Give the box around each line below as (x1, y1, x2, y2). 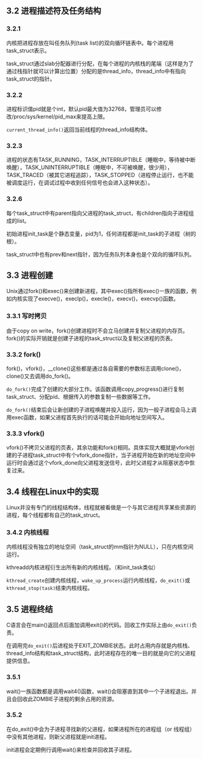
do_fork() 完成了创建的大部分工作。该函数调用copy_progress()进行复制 (6, 385, 184, 393)
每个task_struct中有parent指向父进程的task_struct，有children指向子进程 (6, 209, 189, 217)
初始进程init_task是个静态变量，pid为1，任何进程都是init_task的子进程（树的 (6, 230, 196, 237)
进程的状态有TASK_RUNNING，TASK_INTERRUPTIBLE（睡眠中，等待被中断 (6, 156, 196, 164)
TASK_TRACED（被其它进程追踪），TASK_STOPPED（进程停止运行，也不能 (6, 172, 194, 179)
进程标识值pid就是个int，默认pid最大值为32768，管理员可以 (6, 105, 157, 112)
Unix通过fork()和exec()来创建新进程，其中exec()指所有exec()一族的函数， (6, 288, 191, 295)
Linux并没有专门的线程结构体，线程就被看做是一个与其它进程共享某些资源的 (6, 504, 196, 511)
